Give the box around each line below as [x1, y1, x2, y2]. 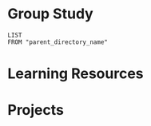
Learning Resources [7, 65, 144, 83]
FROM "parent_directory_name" [7, 37, 109, 46]
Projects [7, 101, 65, 120]
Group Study [7, 5, 93, 23]
